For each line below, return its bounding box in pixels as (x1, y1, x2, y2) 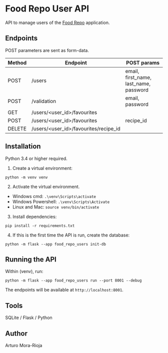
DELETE (7, 125, 26, 132)
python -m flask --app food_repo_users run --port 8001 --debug (5, 278, 142, 283)
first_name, (125, 73, 151, 80)
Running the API (5, 255, 56, 263)
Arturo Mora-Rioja (5, 342, 42, 348)
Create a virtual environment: (12, 165, 72, 171)
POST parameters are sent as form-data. (5, 47, 89, 53)
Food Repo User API (5, 3, 89, 14)
